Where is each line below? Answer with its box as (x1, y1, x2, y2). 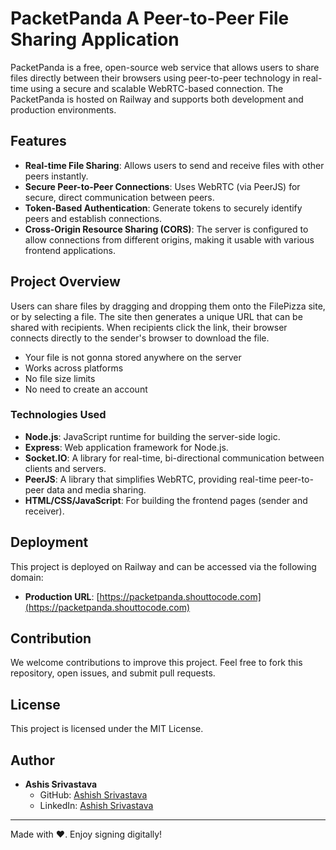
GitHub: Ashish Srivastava (39, 789, 148, 801)
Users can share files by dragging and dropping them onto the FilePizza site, (10, 300, 326, 312)
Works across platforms (24, 362, 124, 374)
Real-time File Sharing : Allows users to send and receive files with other (24, 159, 325, 171)
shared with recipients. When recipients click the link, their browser (10, 321, 288, 333)
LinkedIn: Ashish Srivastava (39, 800, 154, 812)
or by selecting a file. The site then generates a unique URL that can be (10, 310, 303, 322)
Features (10, 133, 67, 150)
